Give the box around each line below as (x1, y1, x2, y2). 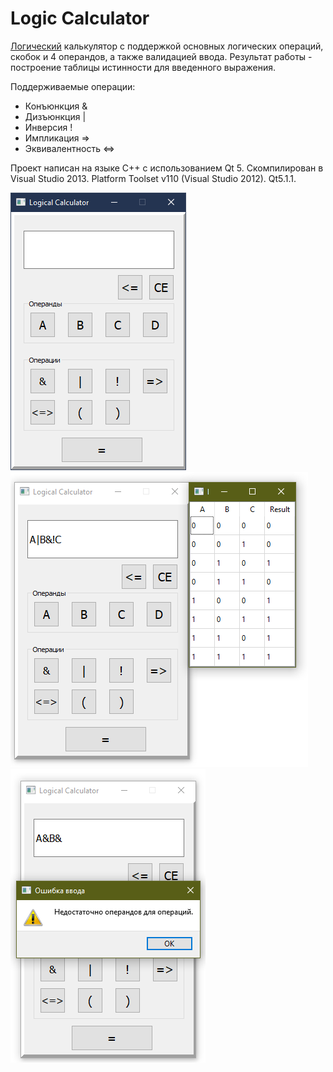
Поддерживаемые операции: (10, 80, 136, 92)
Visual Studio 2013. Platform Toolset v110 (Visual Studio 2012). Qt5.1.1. (10, 172, 297, 184)
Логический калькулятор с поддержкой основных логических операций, (10, 40, 324, 52)
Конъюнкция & (24, 100, 88, 112)
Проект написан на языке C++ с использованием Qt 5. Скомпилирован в (10, 162, 324, 174)
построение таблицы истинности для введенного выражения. (10, 61, 277, 73)
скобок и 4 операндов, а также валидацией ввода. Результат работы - (10, 50, 313, 62)
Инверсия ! (24, 121, 73, 133)
